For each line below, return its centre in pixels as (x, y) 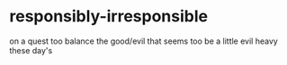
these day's (31, 50)
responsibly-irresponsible (109, 16)
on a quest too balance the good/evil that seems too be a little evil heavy (144, 41)
